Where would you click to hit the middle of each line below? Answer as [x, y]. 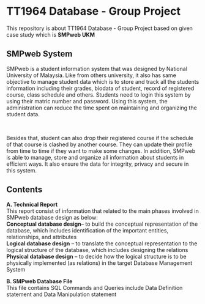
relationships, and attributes [42, 237]
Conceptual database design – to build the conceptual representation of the [102, 224]
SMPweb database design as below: [52, 217]
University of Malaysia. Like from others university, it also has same [91, 75]
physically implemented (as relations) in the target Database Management [99, 263]
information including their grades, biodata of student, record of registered [100, 88]
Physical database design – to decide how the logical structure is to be [96, 256]
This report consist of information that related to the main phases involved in [102, 211]
